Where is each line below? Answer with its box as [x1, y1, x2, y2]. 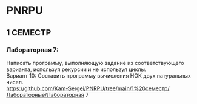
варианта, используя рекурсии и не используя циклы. [6, 66, 147, 73]
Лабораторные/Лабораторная [6, 91, 85, 98]
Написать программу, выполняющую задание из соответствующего [6, 59, 184, 66]
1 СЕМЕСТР [6, 28, 52, 38]
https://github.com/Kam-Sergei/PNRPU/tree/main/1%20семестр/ [6, 85, 170, 92]
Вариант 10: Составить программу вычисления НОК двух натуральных [6, 72, 191, 79]
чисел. [6, 78, 24, 85]
